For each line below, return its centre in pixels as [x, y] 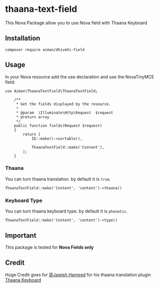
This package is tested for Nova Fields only [49, 247]
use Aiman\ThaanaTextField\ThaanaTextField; [51, 91]
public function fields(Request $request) [58, 125]
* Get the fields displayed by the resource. [64, 104]
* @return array [33, 117]
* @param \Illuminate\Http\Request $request [64, 113]
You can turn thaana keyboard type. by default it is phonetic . [66, 211]
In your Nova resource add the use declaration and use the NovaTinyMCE [79, 77]
